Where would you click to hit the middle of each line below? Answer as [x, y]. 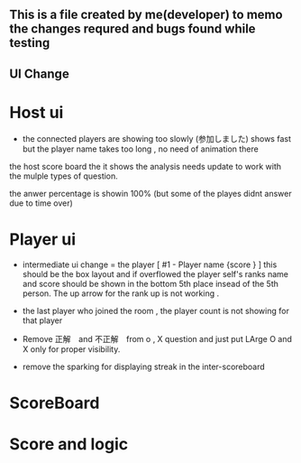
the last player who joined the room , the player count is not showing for [156, 310]
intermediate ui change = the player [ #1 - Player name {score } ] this [150, 264]
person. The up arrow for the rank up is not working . [120, 293]
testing [30, 43]
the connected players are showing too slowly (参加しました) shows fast [156, 138]
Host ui [36, 112]
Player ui [43, 239]
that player [42, 320]
